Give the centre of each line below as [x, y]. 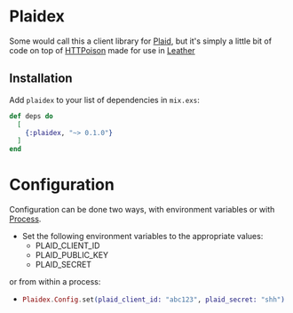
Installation [41, 79]
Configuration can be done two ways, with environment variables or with [142, 210]
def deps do [31, 116]
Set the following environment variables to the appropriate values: [143, 237]
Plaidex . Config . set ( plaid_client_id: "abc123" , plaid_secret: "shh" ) [154, 300]
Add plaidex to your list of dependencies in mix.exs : [104, 100]
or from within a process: [55, 282]
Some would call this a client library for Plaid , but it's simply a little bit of [141, 41]
